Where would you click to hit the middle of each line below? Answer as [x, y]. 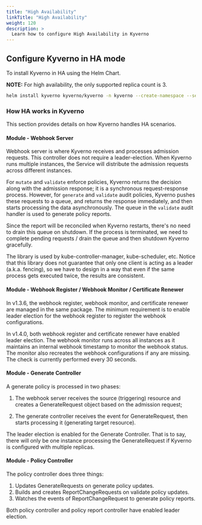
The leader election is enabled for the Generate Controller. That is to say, [96, 434]
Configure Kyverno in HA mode [66, 59]
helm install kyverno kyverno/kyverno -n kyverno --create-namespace [95, 96]
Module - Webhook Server [40, 138]
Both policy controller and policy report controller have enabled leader [93, 510]
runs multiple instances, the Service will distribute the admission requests [97, 164]
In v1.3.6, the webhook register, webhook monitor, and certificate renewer [97, 303]
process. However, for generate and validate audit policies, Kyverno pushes [101, 195]
